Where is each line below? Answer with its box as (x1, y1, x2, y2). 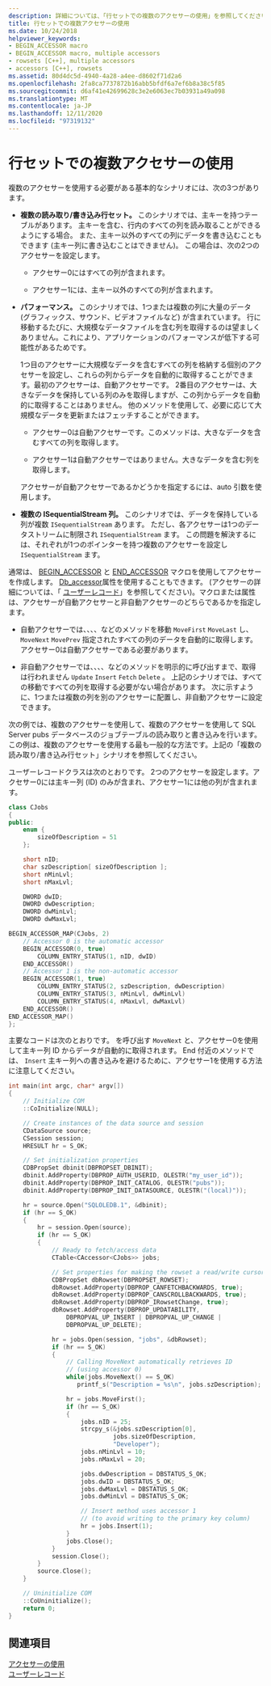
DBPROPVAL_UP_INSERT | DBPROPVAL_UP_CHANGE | (65, 1313, 222, 1322)
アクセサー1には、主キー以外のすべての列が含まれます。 (31, 285, 218, 294)
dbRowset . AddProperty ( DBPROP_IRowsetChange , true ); (51, 1299, 229, 1307)
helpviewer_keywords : (8, 34, 81, 43)
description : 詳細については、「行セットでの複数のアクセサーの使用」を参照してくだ (8, 11, 256, 20)
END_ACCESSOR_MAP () (8, 1012, 74, 1020)
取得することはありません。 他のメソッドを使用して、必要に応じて (34, 399, 256, 409)
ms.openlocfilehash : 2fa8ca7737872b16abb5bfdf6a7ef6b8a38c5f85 (8, 79, 226, 87)
